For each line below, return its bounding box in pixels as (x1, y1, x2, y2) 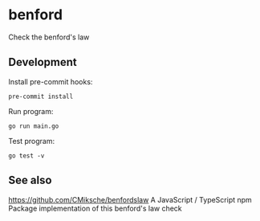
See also (8, 174, 52, 187)
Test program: (8, 136, 55, 145)
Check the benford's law (8, 32, 90, 42)
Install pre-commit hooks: (8, 76, 93, 86)
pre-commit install (8, 92, 74, 100)
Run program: (8, 106, 54, 116)
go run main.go (8, 122, 59, 130)
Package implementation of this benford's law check (8, 203, 182, 213)
